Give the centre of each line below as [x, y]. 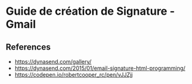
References [28, 47]
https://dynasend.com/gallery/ [53, 62]
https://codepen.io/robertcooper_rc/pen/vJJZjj [74, 74]
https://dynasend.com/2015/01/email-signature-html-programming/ [100, 68]
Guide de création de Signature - [90, 11]
